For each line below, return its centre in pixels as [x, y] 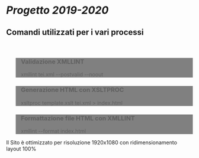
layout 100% [21, 149]
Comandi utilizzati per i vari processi [75, 32]
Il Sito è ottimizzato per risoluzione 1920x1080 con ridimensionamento [92, 142]
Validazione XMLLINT [52, 62]
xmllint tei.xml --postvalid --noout [62, 75]
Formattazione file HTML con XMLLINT [78, 118]
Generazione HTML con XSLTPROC [72, 90]
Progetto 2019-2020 [57, 10]
